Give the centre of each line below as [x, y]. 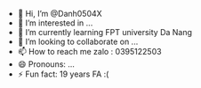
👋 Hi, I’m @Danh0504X [60, 14]
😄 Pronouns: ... [46, 64]
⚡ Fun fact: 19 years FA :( [63, 74]
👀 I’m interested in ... [55, 23]
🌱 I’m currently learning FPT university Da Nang [105, 32]
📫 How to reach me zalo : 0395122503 [89, 51]
